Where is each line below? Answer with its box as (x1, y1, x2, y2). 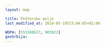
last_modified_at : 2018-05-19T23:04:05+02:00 (5, 21, 100, 26)
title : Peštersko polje (5, 16, 54, 21)
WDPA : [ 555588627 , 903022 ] (5, 30, 61, 35)
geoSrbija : (5, 34, 28, 40)
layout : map (5, 7, 30, 12)
